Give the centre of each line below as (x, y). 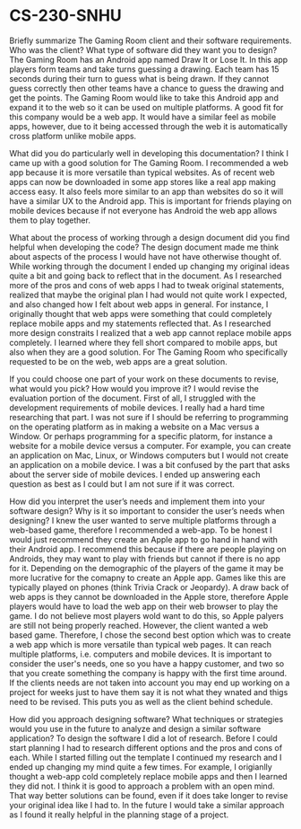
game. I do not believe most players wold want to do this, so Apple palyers (146, 615)
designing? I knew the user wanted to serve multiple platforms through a (143, 520)
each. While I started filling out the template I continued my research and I (146, 757)
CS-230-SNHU (66, 16)
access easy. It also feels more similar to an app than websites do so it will (146, 191)
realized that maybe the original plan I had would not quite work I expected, (148, 295)
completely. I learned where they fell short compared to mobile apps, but (143, 342)
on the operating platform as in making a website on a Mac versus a (134, 427)
